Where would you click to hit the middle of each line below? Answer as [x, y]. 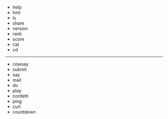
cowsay [20, 64]
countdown [24, 112]
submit [19, 69]
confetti [20, 96]
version [20, 28]
